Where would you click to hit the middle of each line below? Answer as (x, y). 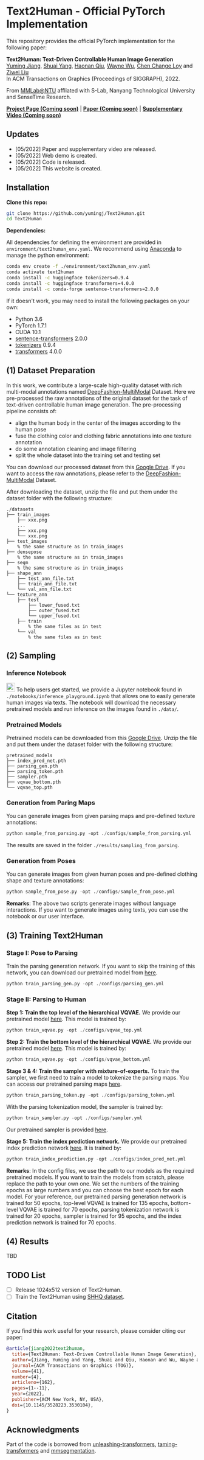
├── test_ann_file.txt (46, 578)
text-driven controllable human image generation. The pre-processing (94, 404)
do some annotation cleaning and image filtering (76, 449)
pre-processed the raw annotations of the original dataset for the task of (97, 398)
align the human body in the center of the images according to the (98, 423)
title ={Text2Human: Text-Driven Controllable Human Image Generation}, (104, 1354)
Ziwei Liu (18, 72)
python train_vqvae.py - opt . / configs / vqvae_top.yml (74, 1030)
